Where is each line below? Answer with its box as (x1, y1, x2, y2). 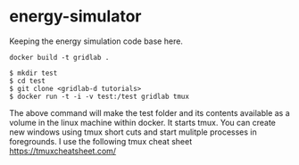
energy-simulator (9, 6, 142, 27)
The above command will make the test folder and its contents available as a (9, 107, 290, 118)
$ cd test (9, 76, 46, 86)
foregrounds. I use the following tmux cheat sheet (9, 136, 193, 146)
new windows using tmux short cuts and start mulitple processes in (9, 127, 257, 137)
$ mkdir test (9, 69, 58, 78)
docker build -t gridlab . (9, 53, 110, 62)
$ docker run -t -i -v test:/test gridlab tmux (9, 92, 190, 101)
